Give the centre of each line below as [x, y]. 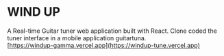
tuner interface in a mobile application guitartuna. [77, 38]
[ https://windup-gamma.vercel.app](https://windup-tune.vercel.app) [104, 45]
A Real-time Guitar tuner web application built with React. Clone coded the [112, 31]
